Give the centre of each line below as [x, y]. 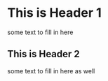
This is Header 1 [54, 13]
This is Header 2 [44, 54]
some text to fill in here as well [51, 71]
